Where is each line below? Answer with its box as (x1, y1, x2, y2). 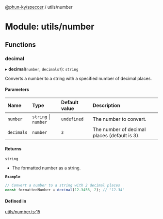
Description (92, 102, 120, 109)
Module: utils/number (5, 21, 95, 32)
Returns (5, 146, 22, 151)
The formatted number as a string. (12, 165, 81, 171)
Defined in (5, 198, 27, 204)
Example (5, 175, 21, 180)
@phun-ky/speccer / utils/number (5, 4, 73, 10)
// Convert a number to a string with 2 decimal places (5, 183, 120, 188)
